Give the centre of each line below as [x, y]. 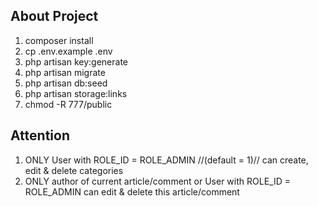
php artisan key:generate [76, 61]
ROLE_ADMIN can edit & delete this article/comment [132, 191]
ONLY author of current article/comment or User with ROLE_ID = [157, 181]
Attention [40, 135]
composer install [59, 40]
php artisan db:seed [66, 83]
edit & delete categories [74, 170]
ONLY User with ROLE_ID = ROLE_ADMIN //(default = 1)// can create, [166, 160]
